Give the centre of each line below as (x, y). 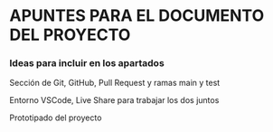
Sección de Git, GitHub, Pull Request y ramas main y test (115, 83)
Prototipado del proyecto (56, 118)
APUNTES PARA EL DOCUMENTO (137, 16)
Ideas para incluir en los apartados (87, 63)
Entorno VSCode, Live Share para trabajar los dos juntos (114, 100)
